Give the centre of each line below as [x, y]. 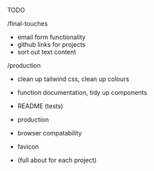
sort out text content [47, 52]
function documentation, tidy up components [82, 92]
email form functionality [51, 37]
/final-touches [28, 23]
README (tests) [40, 106]
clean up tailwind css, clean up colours [73, 79]
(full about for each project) [57, 160]
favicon [28, 147]
